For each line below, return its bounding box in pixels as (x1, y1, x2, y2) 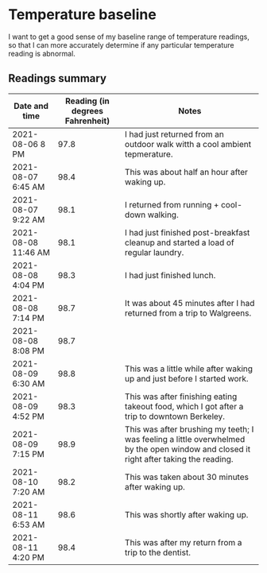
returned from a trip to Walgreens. (124, 308, 252, 319)
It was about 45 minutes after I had (124, 297, 255, 308)
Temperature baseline (8, 6, 157, 24)
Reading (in (64, 95, 110, 106)
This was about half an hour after (124, 166, 249, 177)
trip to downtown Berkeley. (124, 411, 225, 422)
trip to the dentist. (124, 547, 191, 558)
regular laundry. (124, 246, 184, 257)
